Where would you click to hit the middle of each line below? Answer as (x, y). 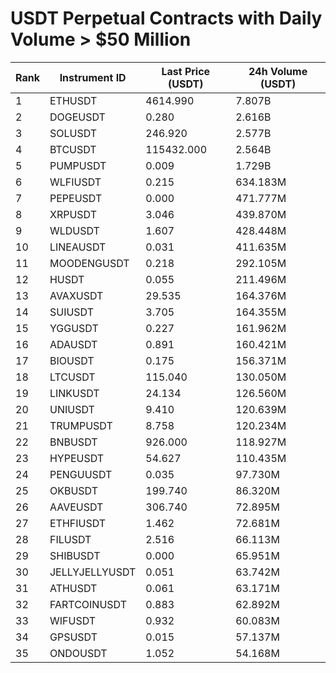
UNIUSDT (72, 409)
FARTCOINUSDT (88, 604)
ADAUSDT (73, 344)
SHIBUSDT (75, 555)
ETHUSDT (73, 100)
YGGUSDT (74, 328)
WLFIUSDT (75, 182)
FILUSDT (70, 539)
